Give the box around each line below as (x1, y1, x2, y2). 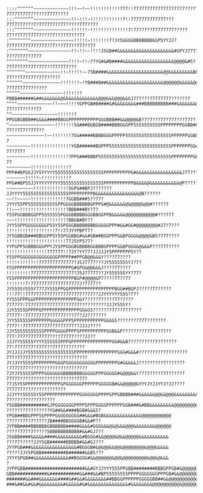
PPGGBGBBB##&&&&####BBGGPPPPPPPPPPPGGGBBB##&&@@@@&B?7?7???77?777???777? (6, 117, 196, 123)
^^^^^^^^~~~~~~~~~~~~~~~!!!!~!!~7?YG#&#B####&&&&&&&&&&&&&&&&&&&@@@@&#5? (6, 59, 196, 65)
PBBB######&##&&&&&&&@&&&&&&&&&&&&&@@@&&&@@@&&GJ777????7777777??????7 (6, 95, 190, 101)
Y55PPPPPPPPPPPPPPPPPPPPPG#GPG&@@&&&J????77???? (6, 265, 131, 271)
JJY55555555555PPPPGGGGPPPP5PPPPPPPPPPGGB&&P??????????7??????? (6, 328, 172, 334)
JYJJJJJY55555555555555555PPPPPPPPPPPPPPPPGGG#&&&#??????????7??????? (6, 349, 188, 355)
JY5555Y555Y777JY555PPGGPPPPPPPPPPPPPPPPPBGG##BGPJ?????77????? (6, 286, 172, 292)
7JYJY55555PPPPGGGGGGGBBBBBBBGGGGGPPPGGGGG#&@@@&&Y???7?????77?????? (6, 370, 185, 376)
